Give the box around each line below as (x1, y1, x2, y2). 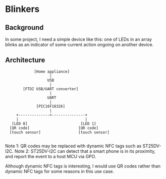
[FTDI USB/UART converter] (23, 86, 79, 91)
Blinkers (5, 3, 40, 15)
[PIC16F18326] (36, 104, 65, 109)
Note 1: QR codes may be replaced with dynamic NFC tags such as (5, 143, 142, 149)
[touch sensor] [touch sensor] (9, 130, 110, 135)
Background (5, 23, 44, 32)
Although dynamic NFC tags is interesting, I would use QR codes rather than (5, 163, 161, 169)
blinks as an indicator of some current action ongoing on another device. (5, 42, 154, 48)
